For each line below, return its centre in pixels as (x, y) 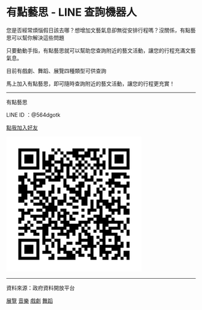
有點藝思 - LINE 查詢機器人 (72, 12)
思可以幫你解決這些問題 (35, 37)
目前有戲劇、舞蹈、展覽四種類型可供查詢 (56, 70)
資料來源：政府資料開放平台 (41, 288)
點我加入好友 (22, 128)
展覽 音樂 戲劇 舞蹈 (29, 300)
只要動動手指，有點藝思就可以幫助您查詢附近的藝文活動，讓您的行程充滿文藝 (101, 50)
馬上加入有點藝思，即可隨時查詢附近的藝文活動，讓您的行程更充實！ (90, 83)
